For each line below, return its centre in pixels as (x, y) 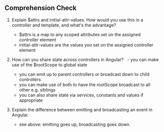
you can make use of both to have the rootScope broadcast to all (85, 85)
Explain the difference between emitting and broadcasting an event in (82, 110)
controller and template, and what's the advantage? (64, 25)
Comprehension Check (41, 8)
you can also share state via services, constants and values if (81, 95)
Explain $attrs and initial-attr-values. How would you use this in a (77, 20)
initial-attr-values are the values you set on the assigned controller (86, 45)
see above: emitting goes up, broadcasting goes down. (75, 124)
